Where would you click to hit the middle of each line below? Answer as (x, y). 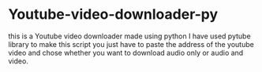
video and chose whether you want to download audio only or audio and (126, 52)
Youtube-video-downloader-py (113, 14)
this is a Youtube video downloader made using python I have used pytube (129, 36)
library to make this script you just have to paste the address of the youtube (131, 44)
